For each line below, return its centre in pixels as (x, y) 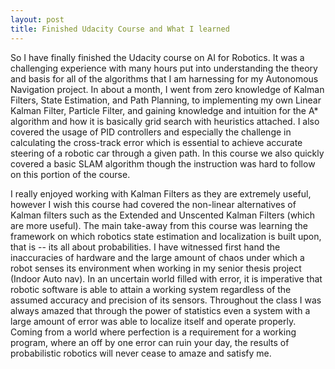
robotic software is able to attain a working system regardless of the (151, 289)
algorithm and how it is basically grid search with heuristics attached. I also (165, 121)
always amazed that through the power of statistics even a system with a (160, 310)
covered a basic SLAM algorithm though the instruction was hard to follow (163, 163)
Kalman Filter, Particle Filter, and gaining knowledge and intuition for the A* (164, 110)
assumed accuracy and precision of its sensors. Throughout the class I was (166, 300)
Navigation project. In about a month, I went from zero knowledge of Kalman (167, 89)
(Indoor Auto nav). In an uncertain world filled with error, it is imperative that (166, 278)
